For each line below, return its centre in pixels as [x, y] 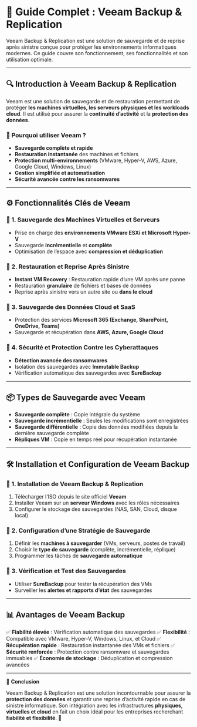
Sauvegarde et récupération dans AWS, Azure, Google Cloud [89, 332]
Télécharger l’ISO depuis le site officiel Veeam [70, 497]
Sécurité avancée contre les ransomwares [67, 179]
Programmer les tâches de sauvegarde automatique [78, 556]
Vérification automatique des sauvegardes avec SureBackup [88, 373]
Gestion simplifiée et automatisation [60, 173]
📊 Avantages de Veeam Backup [66, 615]
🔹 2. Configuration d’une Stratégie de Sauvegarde [78, 531]
